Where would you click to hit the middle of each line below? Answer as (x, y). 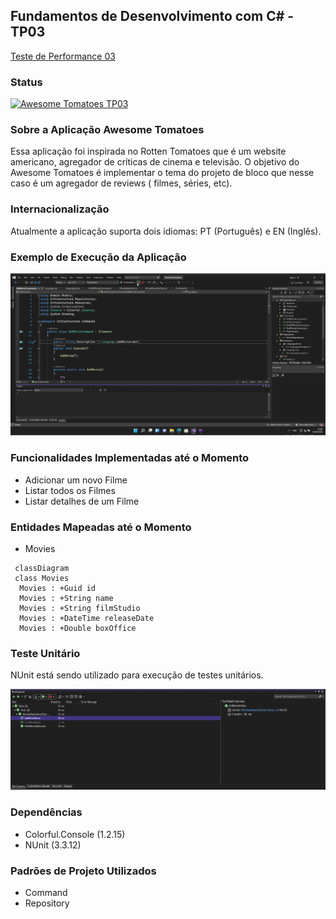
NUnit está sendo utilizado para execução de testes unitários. (137, 675)
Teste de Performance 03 (63, 56)
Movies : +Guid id (58, 588)
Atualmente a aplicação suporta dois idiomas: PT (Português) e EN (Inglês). (166, 231)
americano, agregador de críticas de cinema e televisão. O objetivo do (155, 162)
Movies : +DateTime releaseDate (87, 618)
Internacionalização (60, 209)
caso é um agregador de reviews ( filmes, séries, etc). (121, 183)
